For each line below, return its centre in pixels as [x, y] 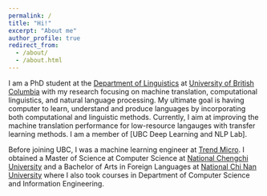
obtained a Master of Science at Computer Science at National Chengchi [128, 158]
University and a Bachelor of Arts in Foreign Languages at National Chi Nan [132, 166]
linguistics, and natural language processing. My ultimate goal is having [126, 100]
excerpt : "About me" [43, 30]
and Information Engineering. [56, 183]
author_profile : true [44, 38]
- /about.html [39, 61]
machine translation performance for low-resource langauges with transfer [132, 126]
